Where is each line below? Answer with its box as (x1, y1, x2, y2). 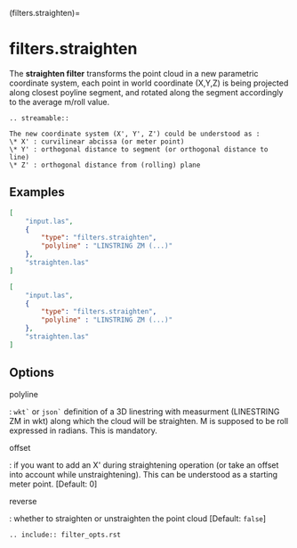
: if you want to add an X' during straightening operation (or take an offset (9, 459, 279, 470)
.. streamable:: (9, 113, 69, 123)
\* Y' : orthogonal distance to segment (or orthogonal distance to (9, 144, 269, 154)
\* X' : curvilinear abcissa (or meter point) (9, 137, 185, 146)
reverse (9, 495, 37, 506)
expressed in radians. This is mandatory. (9, 425, 158, 436)
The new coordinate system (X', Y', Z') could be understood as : (9, 129, 261, 138)
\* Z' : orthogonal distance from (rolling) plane (9, 160, 201, 169)
